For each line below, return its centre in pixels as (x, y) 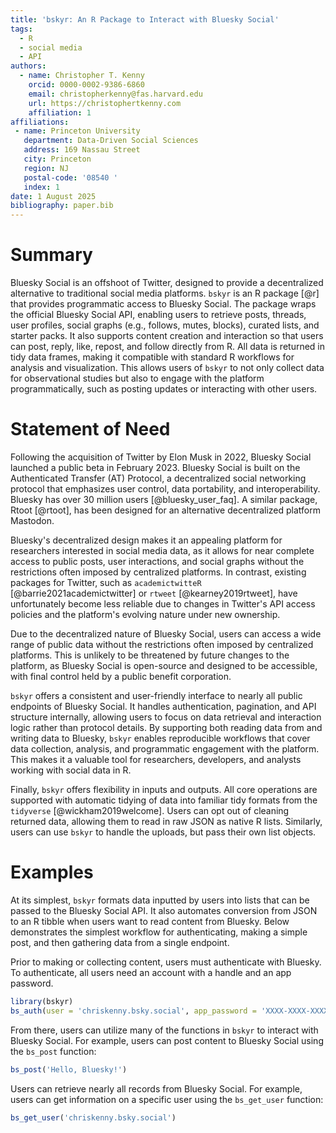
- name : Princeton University (77, 131)
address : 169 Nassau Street (82, 150)
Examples (52, 872)
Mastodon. (32, 520)
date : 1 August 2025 (53, 196)
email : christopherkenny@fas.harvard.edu (115, 94)
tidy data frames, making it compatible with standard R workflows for (152, 357)
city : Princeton (57, 159)
